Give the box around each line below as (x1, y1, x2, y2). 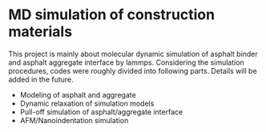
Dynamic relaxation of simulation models (19, 98, 155, 108)
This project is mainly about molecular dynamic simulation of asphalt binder (8, 49, 258, 58)
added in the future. (8, 74, 74, 84)
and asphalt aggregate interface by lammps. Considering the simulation (8, 58, 244, 67)
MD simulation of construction (8, 6, 215, 24)
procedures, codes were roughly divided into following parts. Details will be (8, 66, 258, 75)
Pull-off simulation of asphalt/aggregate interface (19, 106, 183, 117)
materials (8, 22, 73, 41)
